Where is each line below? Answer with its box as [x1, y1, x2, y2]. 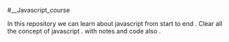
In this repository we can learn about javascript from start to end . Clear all [7, 20, 223, 27]
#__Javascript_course [7, 6, 70, 14]
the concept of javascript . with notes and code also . [7, 27, 162, 35]
